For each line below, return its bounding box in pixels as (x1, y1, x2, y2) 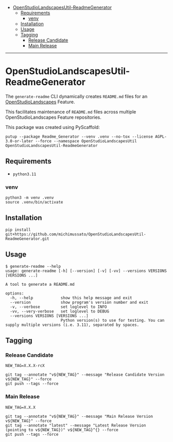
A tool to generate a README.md (5, 282, 75, 287)
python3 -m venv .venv (5, 195, 54, 200)
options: (5, 290, 24, 296)
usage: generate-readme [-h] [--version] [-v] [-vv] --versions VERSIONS (5, 268, 167, 273)
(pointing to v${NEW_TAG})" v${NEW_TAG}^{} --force (5, 427, 118, 432)
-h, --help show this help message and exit (10, 295, 132, 300)
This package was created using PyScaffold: (5, 124, 100, 130)
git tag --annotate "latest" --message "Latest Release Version (5, 422, 146, 428)
